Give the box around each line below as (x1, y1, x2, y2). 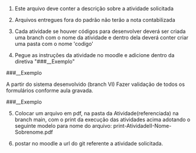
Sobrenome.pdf (14, 129, 53, 135)
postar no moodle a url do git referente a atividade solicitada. (14, 140, 164, 147)
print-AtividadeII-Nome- (113, 122, 172, 129)
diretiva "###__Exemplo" (14, 58, 75, 65)
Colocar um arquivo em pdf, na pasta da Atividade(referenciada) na (14, 110, 179, 117)
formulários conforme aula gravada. (6, 87, 93, 94)
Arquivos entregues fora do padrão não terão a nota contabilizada (14, 16, 175, 23)
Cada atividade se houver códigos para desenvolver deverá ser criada (14, 28, 186, 35)
